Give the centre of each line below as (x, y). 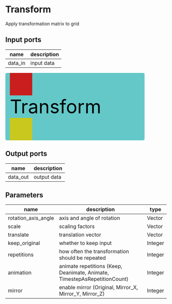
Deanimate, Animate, (84, 273)
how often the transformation (94, 252)
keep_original (24, 243)
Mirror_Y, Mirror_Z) (82, 294)
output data (47, 177)
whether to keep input (85, 243)
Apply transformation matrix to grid (42, 24)
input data (42, 63)
